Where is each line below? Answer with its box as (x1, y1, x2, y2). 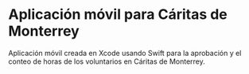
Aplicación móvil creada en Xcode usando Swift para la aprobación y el (8, 48, 242, 57)
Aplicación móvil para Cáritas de (8, 6, 228, 24)
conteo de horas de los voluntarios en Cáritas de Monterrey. (8, 57, 205, 66)
